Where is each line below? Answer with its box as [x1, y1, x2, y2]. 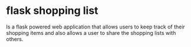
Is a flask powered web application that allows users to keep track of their [6, 23, 186, 30]
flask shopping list [6, 4, 98, 17]
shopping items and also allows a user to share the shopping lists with [6, 29, 176, 36]
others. [6, 35, 24, 42]
